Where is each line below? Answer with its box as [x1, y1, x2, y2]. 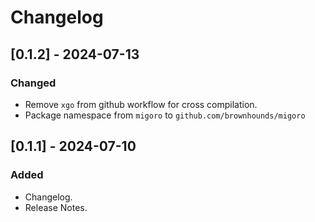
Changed [10, 76, 57, 90]
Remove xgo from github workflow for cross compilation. [24, 98, 258, 110]
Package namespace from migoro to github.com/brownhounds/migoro [24, 109, 306, 121]
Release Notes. [24, 201, 88, 213]
